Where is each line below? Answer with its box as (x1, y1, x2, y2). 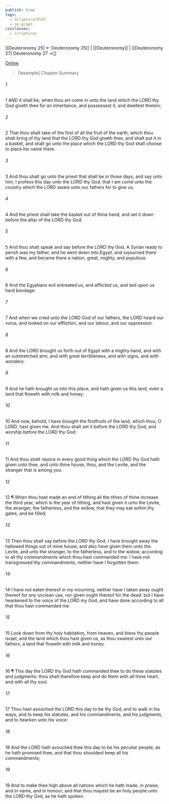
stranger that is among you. (5, 467, 63, 473)
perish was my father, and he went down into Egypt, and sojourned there (5, 249, 156, 256)
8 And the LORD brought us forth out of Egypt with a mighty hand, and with (5, 348, 161, 354)
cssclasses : (5, 26, 30, 31)
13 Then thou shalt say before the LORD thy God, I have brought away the (5, 538, 158, 544)
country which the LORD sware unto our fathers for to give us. (5, 184, 135, 190)
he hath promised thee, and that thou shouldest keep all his (5, 749, 129, 755)
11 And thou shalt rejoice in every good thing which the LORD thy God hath (5, 456, 160, 463)
